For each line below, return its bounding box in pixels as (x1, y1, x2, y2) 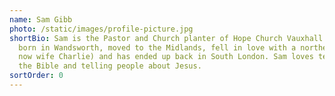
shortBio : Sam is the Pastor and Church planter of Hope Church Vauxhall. (9, 33, 328, 43)
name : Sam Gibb (9, 14, 73, 25)
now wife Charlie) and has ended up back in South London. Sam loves (18, 52, 314, 62)
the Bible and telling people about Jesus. (18, 61, 202, 71)
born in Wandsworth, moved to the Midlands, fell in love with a (18, 42, 297, 53)
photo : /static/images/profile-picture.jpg (9, 24, 194, 34)
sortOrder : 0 (9, 71, 64, 81)
